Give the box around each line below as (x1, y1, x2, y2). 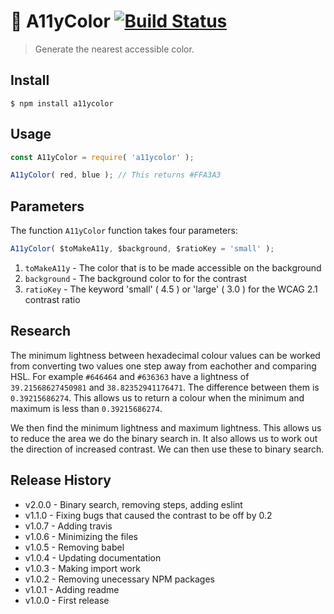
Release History (10, 472, 112, 489)
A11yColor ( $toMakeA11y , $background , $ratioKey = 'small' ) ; (10, 244, 275, 254)
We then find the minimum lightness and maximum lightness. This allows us (10, 421, 322, 434)
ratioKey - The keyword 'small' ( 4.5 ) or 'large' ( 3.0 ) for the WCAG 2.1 (24, 283, 318, 295)
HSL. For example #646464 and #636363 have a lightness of (10, 370, 250, 382)
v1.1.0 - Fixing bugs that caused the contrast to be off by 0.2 (24, 509, 273, 521)
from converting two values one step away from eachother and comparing (10, 360, 317, 372)
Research (10, 323, 72, 340)
